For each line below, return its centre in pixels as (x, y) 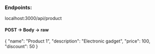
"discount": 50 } (21, 46)
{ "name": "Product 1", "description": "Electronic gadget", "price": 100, (77, 41)
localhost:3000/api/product (33, 18)
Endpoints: (18, 7)
